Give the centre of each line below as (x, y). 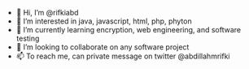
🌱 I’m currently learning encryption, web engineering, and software (129, 30)
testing (28, 38)
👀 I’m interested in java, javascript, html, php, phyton (104, 21)
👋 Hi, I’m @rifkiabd (47, 13)
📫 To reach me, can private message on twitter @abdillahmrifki (123, 56)
